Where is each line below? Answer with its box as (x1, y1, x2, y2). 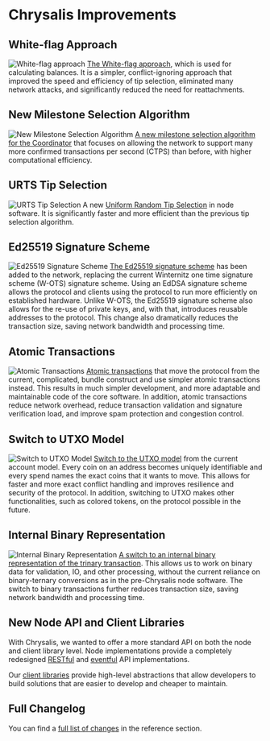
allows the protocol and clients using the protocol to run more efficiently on (8, 288, 258, 297)
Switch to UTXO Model (8, 433, 125, 446)
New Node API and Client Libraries (8, 616, 185, 630)
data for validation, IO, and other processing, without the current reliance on (8, 566, 260, 577)
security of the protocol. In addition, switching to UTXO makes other (8, 488, 235, 498)
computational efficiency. (8, 155, 93, 164)
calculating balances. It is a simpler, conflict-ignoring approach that (8, 68, 232, 77)
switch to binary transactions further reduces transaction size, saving (8, 584, 239, 594)
